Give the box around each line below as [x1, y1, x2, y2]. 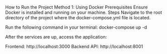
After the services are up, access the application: [5, 34, 107, 40]
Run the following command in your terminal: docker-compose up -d [5, 24, 147, 30]
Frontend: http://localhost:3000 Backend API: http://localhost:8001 [5, 44, 143, 49]
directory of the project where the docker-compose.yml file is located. [5, 15, 151, 20]
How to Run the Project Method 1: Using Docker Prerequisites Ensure [5, 4, 148, 10]
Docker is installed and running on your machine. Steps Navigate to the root [5, 9, 162, 15]
